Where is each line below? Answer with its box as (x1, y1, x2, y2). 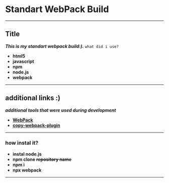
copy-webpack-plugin (12, 122, 60, 128)
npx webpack (12, 167, 42, 173)
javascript (12, 58, 34, 64)
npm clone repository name (12, 156, 72, 162)
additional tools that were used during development (5, 107, 116, 113)
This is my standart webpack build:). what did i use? (5, 43, 119, 49)
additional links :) (5, 94, 60, 102)
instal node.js (12, 151, 42, 157)
